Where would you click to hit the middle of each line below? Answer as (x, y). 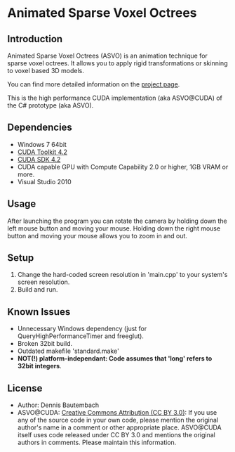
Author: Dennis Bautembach (58, 405)
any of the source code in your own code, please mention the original (118, 420)
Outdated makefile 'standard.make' (68, 351)
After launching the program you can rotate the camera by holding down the (117, 221)
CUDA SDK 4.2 (39, 159)
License (25, 388)
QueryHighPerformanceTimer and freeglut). (80, 336)
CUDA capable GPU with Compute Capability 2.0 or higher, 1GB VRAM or (123, 167)
